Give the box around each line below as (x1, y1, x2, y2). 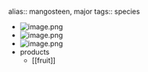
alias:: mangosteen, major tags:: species (8, 7, 141, 16)
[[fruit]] (31, 55, 56, 65)
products (19, 47, 50, 56)
